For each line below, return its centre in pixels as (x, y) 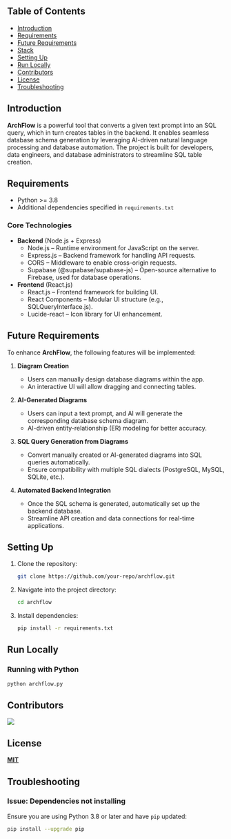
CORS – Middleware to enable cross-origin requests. (102, 263)
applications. (46, 525)
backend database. (55, 511)
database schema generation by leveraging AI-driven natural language (108, 140)
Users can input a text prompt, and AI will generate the (105, 413)
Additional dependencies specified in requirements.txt (96, 207)
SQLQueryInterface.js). (60, 306)
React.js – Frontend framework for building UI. (93, 292)
